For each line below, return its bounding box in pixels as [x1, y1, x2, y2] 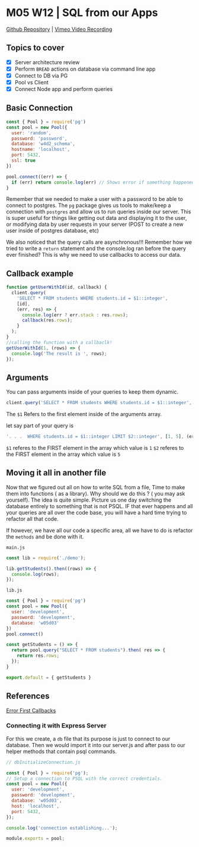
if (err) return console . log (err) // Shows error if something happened [11, 179, 195, 185]
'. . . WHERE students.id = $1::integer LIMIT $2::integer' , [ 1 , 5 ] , [6, 434, 184, 440]
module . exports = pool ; [6, 836, 65, 842]
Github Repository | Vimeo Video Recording [6, 26, 113, 33]
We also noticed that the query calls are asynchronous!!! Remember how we [6, 238, 192, 246]
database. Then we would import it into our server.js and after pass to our [6, 741, 185, 748]
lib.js [6, 587, 23, 594]
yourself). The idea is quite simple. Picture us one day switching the [6, 496, 172, 503]
